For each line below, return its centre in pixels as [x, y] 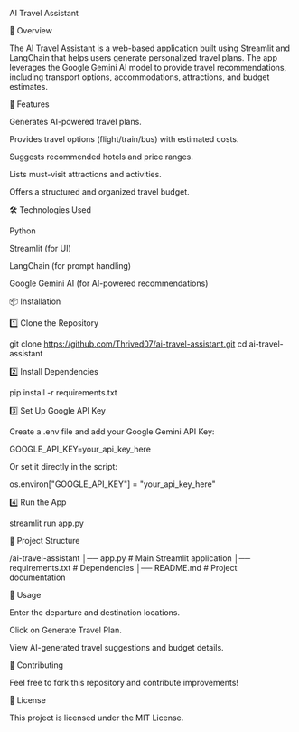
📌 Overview [31, 30]
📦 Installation [35, 301]
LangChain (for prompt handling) [70, 266]
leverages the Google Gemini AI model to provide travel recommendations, [148, 67]
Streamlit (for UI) [41, 248]
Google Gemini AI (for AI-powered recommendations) [109, 283]
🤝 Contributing [37, 665]
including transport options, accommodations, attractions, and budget [140, 77]
